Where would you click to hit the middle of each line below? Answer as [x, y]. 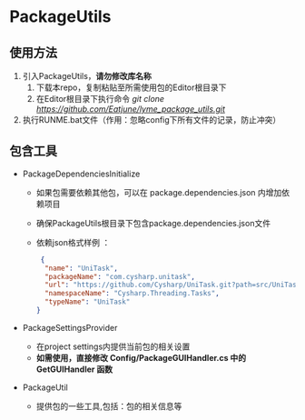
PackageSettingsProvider [70, 327]
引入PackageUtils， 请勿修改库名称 [87, 76]
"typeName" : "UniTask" [87, 302]
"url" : [57, 285]
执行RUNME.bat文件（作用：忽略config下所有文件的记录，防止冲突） [152, 120]
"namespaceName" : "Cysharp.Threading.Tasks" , [132, 294]
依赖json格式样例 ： [73, 242]
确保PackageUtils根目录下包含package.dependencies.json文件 [153, 223]
